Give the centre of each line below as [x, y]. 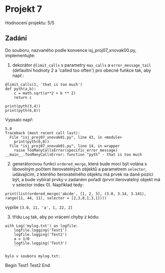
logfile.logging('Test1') [41, 230]
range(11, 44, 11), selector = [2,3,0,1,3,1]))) [56, 198]
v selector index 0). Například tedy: [48, 185]
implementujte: [20, 55]
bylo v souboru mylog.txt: [33, 256]
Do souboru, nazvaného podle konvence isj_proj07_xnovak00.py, [71, 50]
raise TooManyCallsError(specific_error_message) [66, 150]
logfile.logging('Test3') [41, 243]
